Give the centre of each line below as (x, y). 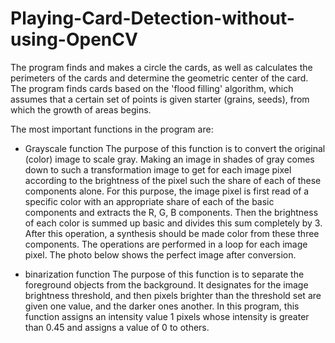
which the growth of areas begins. (81, 109)
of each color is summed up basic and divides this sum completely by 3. (173, 223)
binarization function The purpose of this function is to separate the (164, 274)
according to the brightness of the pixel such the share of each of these (173, 180)
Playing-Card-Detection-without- (152, 18)
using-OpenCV (74, 39)
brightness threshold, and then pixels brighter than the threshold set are (173, 295)
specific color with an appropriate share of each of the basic (149, 201)
